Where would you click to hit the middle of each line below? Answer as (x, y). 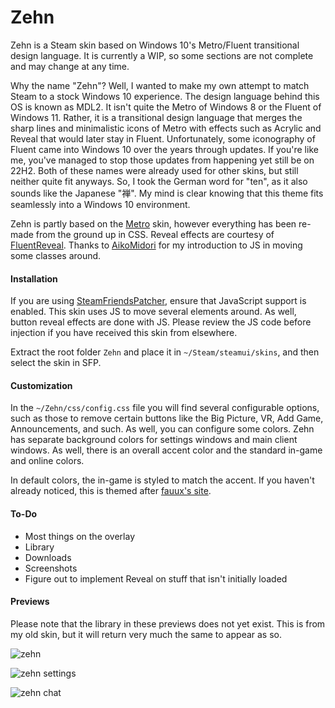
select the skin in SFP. (56, 363)
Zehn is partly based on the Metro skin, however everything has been (153, 223)
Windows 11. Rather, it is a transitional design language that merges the (156, 117)
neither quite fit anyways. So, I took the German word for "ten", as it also (159, 181)
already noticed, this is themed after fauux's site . (111, 491)
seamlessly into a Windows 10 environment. (100, 204)
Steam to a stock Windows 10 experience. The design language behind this (165, 96)
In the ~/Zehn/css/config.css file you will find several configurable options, (165, 408)
